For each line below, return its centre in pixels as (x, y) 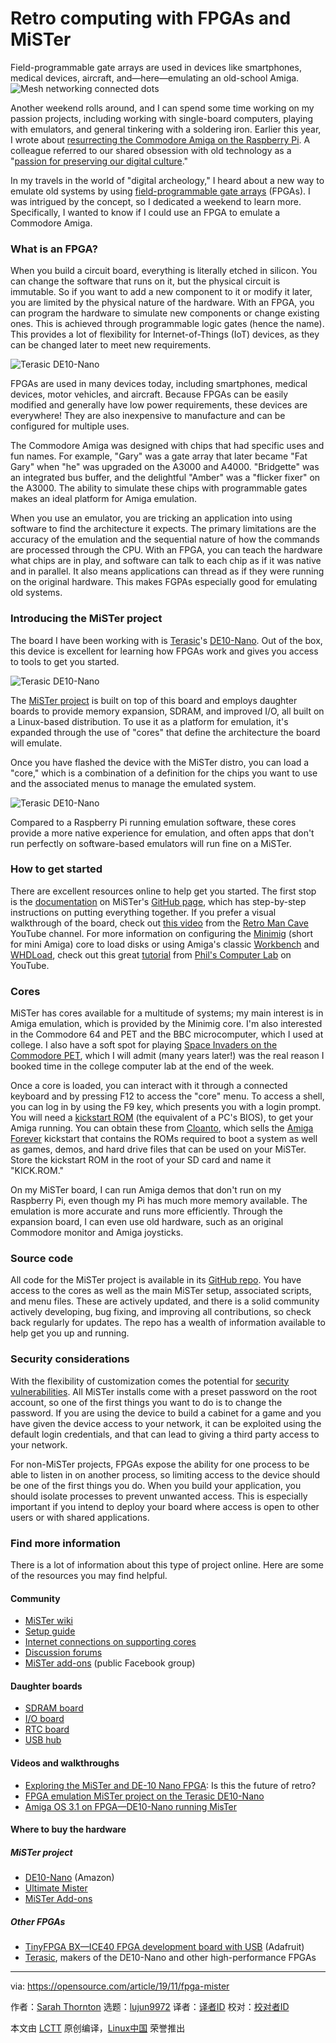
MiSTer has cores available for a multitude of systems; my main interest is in (167, 1013)
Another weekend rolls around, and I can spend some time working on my (162, 108)
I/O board (44, 1719)
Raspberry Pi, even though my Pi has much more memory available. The (159, 1201)
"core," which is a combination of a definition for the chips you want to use (164, 773)
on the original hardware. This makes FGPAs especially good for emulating (164, 582)
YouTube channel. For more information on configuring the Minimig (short (162, 933)
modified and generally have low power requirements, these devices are (159, 405)
